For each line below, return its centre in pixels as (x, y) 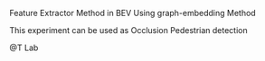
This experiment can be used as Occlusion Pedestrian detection (129, 30)
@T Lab (24, 48)
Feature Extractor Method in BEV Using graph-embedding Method (132, 13)
